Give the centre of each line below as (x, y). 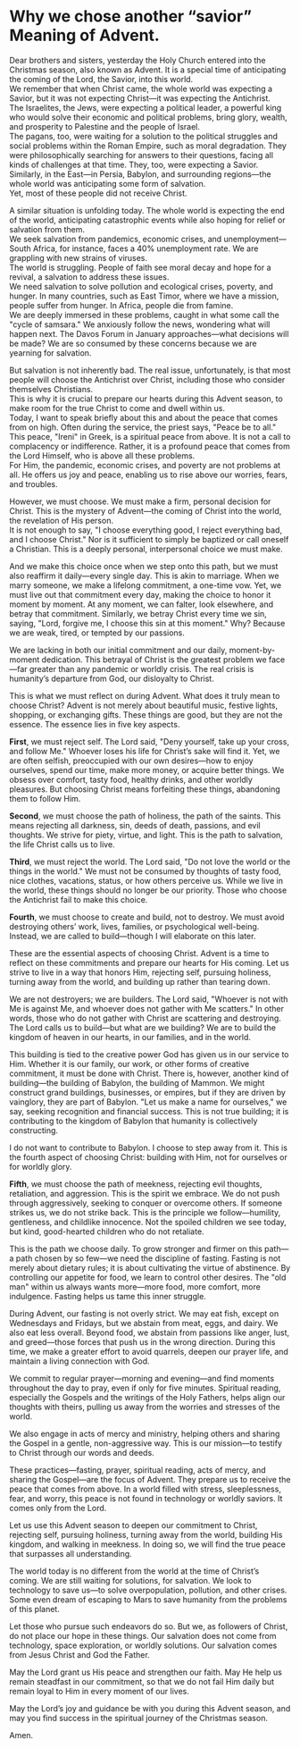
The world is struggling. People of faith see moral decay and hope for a (140, 267)
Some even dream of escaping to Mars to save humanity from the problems (148, 1599)
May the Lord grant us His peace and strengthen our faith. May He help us (146, 1672)
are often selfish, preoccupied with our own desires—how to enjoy (131, 761)
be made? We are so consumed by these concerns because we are (133, 343)
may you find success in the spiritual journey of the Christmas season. (138, 1718)
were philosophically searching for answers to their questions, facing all (142, 155)
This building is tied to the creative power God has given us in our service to (149, 1054)
